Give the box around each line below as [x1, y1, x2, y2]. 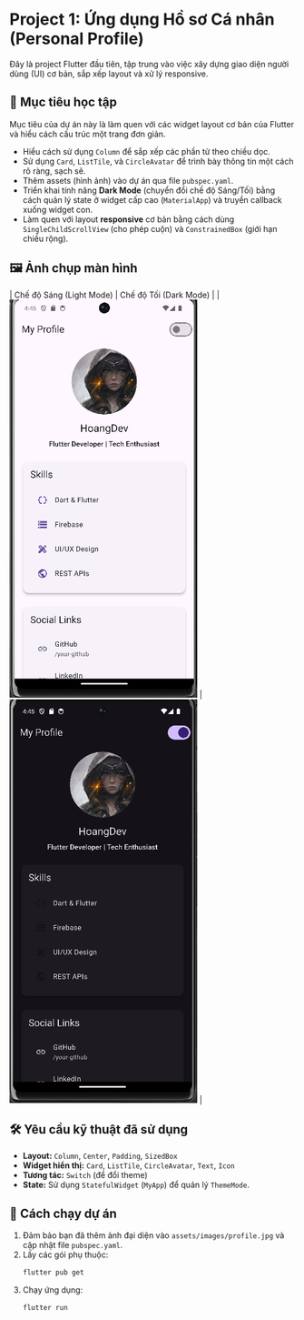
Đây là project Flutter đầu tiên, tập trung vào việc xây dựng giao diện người [9, 58, 289, 69]
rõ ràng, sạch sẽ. [22, 165, 86, 176]
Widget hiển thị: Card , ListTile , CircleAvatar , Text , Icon [22, 1160, 235, 1171]
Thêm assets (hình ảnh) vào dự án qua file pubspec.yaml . [22, 175, 234, 186]
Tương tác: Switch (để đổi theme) [22, 1170, 148, 1181]
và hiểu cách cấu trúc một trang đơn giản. [9, 128, 166, 139]
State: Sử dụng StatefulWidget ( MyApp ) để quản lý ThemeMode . [22, 1179, 250, 1191]
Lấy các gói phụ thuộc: [22, 1249, 109, 1260]
